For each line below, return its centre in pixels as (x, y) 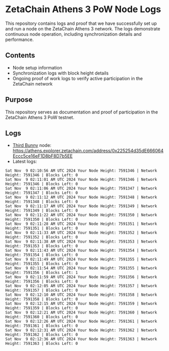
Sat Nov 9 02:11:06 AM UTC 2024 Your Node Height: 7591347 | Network (81, 188)
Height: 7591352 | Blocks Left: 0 (42, 237)
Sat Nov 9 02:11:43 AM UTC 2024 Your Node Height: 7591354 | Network (81, 251)
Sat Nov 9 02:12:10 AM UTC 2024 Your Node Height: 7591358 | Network (81, 295)
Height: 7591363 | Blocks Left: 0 (42, 344)
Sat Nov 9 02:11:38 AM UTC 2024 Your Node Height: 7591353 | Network (81, 242)
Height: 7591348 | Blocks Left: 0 (42, 202)
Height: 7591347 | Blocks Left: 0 (42, 193)
